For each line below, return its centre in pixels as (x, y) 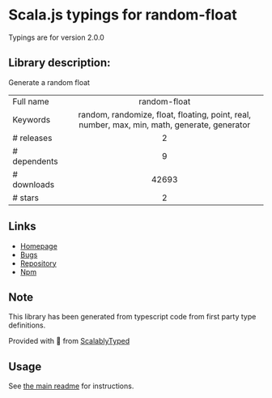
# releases (32, 138)
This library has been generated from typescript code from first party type (132, 317)
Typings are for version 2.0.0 (57, 37)
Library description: (59, 63)
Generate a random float (49, 82)
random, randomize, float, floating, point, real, (165, 114)
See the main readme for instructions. (71, 386)
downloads (34, 184)
